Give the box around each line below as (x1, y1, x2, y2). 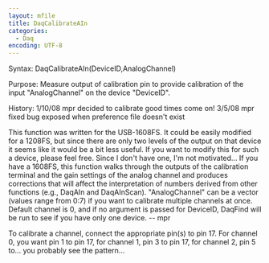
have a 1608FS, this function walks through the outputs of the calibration (8, 162, 249, 171)
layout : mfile (8, 11, 56, 20)
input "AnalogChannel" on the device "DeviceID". (8, 88, 171, 97)
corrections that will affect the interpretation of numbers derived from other (8, 179, 259, 189)
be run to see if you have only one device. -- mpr (8, 213, 171, 223)
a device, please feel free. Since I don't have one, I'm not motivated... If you (8, 154, 259, 163)
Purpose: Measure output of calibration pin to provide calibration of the (8, 80, 244, 89)
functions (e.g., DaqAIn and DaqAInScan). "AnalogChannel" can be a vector (8, 187, 259, 197)
